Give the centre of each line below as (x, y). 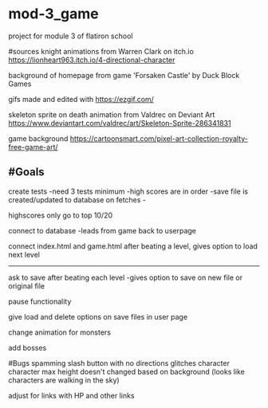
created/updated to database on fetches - (77, 199)
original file (27, 286)
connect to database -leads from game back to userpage (102, 230)
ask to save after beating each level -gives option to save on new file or (126, 277)
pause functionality (40, 301)
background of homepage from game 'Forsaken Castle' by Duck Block (124, 75)
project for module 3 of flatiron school (71, 36)
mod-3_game (53, 14)
